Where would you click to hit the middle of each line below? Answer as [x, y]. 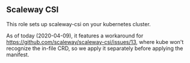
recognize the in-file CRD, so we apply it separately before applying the [95, 48]
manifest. [18, 54]
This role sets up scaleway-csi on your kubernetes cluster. [79, 24]
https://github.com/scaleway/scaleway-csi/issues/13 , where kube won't [95, 42]
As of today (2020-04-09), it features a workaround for [75, 36]
